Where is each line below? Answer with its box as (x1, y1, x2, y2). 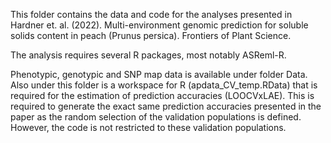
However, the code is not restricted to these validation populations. (10, 122, 287, 133)
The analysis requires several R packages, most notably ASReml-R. (10, 49, 287, 61)
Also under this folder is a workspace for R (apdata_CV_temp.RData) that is (10, 79, 318, 91)
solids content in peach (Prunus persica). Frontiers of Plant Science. (10, 30, 292, 41)
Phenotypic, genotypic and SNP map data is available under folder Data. (10, 69, 308, 80)
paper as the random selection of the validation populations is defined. (10, 111, 302, 123)
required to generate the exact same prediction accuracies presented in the (10, 100, 322, 112)
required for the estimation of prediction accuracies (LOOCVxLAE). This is (10, 90, 315, 101)
